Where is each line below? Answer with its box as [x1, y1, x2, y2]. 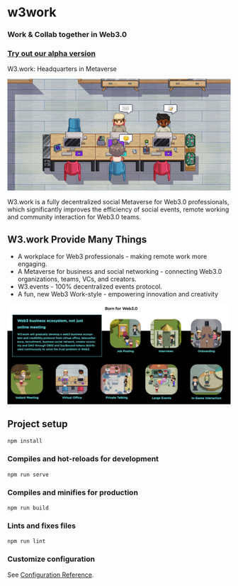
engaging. [17, 260, 47, 268]
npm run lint [7, 538, 46, 545]
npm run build [7, 504, 50, 512]
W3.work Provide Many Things [7, 233, 147, 245]
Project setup [7, 418, 69, 430]
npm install [7, 438, 42, 445]
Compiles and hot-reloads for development [7, 454, 159, 464]
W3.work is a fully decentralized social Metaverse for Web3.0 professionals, [7, 198, 229, 206]
